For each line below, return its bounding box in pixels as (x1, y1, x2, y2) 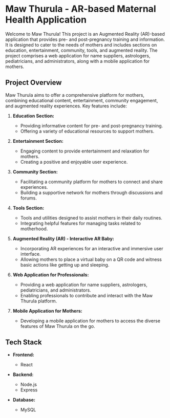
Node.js (20, 381, 37, 387)
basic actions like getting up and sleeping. (20, 261, 110, 268)
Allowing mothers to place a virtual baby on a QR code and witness (20, 256, 162, 262)
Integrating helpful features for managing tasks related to (20, 220, 141, 226)
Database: (12, 397, 36, 403)
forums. (20, 195, 37, 201)
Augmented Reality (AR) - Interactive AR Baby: (12, 235, 114, 241)
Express (20, 387, 38, 393)
